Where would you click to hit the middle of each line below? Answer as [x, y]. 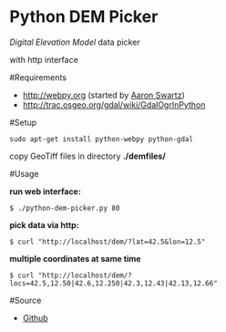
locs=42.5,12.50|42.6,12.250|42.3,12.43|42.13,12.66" [114, 283]
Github [35, 317]
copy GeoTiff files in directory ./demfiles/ [87, 156]
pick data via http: [44, 224]
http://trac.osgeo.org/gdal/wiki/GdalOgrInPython [114, 104]
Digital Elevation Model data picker [75, 42]
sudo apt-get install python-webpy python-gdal [102, 139]
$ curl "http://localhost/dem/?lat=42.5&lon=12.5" [108, 242]
